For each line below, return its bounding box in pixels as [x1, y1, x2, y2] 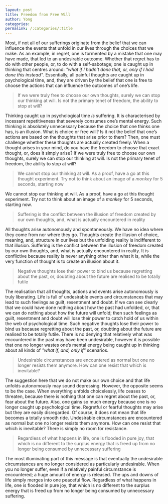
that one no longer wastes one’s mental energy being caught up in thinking [5, 342, 159, 348]
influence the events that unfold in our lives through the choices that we [5, 45, 154, 51]
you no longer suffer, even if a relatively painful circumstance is [5, 466, 136, 472]
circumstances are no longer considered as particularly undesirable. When [5, 461, 159, 467]
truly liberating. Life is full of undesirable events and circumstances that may [5, 294, 163, 300]
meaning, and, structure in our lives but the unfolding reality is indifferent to [5, 237, 161, 243]
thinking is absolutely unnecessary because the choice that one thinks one [5, 124, 159, 130]
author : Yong [5, 17, 33, 22]
